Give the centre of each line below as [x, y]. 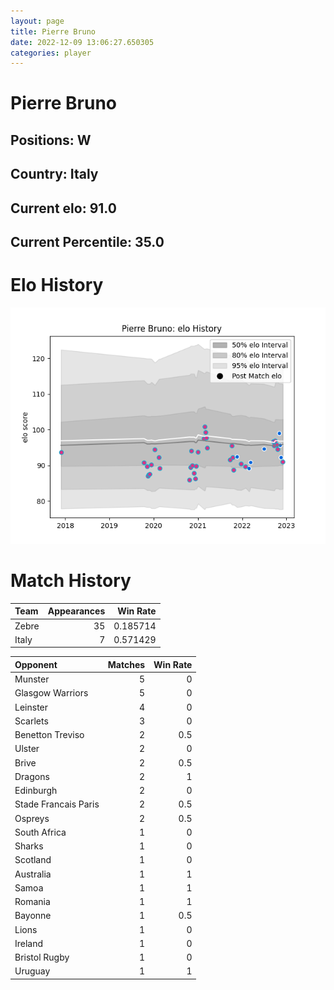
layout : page [37, 21]
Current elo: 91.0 [63, 208]
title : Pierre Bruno [53, 31]
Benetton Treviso [49, 735]
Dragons [32, 776]
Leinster [31, 707]
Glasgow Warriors [51, 693]
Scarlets [31, 721]
